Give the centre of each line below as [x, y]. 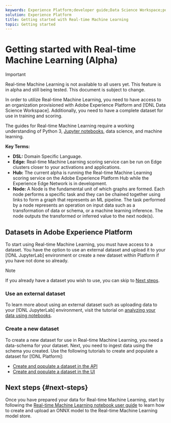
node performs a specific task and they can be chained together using [87, 194]
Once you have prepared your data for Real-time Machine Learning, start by [85, 400]
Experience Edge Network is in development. [60, 184]
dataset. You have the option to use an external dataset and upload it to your [85, 250]
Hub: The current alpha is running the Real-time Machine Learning [82, 173]
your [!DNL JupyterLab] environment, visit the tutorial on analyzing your [81, 310]
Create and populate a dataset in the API [55, 366]
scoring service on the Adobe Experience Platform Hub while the [81, 178]
